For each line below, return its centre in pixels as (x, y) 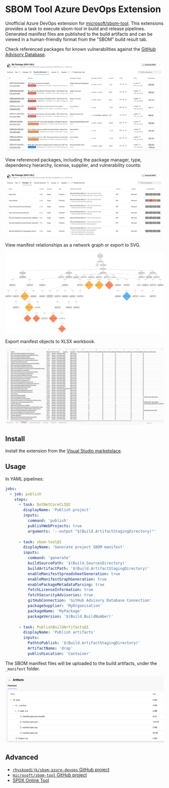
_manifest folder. (23, 668)
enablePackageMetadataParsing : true (66, 584)
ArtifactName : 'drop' (50, 649)
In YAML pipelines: (24, 479)
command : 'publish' (48, 521)
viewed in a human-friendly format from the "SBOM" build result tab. (76, 39)
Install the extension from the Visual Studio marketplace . (64, 451)
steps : (21, 499)
